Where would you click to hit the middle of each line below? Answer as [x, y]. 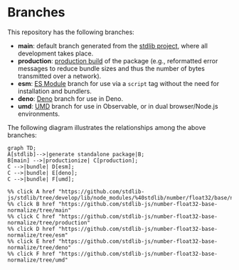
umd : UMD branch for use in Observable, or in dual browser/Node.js [118, 106]
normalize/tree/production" [49, 222]
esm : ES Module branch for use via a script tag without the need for [118, 83]
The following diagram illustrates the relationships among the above [107, 127]
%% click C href [31, 216]
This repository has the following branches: [71, 32]
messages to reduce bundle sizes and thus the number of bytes [111, 68]
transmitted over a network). [59, 76]
